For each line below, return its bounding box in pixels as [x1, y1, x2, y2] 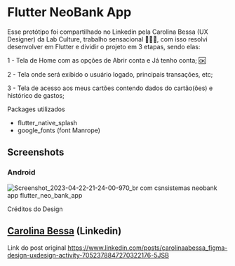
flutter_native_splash [17, 118, 78, 127]
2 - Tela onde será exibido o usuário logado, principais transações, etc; [7, 70, 213, 78]
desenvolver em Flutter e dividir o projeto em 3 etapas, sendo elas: [7, 42, 201, 51]
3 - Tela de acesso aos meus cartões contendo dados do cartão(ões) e [7, 84, 213, 92]
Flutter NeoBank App [7, 4, 132, 20]
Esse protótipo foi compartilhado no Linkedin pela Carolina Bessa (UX [7, 27, 208, 36]
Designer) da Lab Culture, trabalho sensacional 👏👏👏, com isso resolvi [7, 34, 208, 43]
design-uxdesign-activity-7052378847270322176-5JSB [7, 251, 170, 260]
